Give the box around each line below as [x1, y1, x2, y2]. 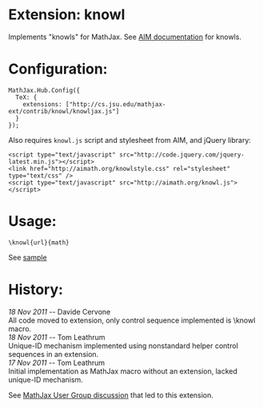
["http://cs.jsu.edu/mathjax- [65, 100, 166, 109]
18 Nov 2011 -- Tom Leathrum [8, 332, 106, 342]
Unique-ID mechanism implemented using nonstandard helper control [8, 341, 238, 351]
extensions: [22, 100, 62, 109]
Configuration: [8, 60, 108, 78]
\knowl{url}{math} [8, 238, 70, 247]
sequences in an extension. [8, 349, 99, 358]
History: [8, 281, 64, 299]
